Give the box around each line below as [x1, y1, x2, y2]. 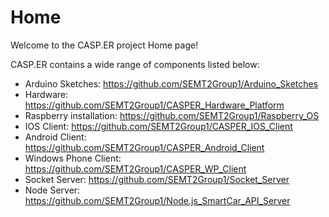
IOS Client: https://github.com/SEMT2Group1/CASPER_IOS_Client [24, 120, 293, 132]
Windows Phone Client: [24, 152, 122, 164]
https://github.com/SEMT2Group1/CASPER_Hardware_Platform [24, 99, 285, 111]
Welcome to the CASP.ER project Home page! [10, 39, 199, 51]
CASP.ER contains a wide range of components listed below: [10, 58, 260, 70]
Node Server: [24, 184, 81, 196]
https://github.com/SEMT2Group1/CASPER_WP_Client [24, 162, 247, 175]
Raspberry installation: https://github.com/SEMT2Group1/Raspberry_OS [24, 109, 320, 121]
